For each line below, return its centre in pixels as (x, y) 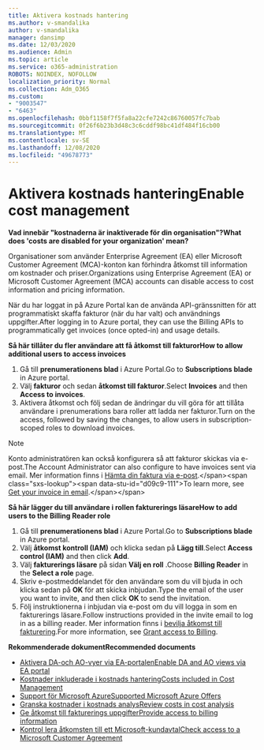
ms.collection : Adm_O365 (49, 89)
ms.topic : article (38, 60)
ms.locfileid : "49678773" (50, 155)
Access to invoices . (52, 395)
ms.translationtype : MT (47, 133)
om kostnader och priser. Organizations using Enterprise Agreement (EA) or (130, 273)
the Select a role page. (57, 573)
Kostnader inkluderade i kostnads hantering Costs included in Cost (127, 679)
